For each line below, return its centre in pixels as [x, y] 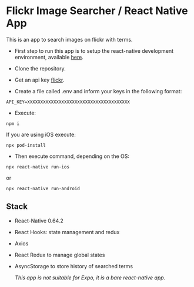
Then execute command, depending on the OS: [72, 156]
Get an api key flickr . [39, 80]
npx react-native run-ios [38, 167]
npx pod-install [26, 145]
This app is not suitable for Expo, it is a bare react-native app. [90, 278]
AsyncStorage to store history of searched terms [74, 266]
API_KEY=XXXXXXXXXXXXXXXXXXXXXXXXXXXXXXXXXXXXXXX [68, 102]
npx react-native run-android [43, 188]
